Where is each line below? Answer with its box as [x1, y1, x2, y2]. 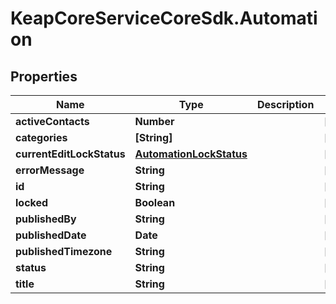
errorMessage [15, 163, 85, 177]
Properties [10, 68, 78, 85]
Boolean [134, 196, 176, 209]
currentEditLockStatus [15, 147, 126, 161]
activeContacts [15, 115, 90, 128]
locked [15, 196, 49, 209]
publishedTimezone [15, 245, 113, 258]
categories [15, 131, 68, 144]
